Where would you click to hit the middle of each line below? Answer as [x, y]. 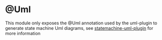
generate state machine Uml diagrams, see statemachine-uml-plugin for [79, 28]
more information [23, 33]
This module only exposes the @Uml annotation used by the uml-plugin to [81, 23]
